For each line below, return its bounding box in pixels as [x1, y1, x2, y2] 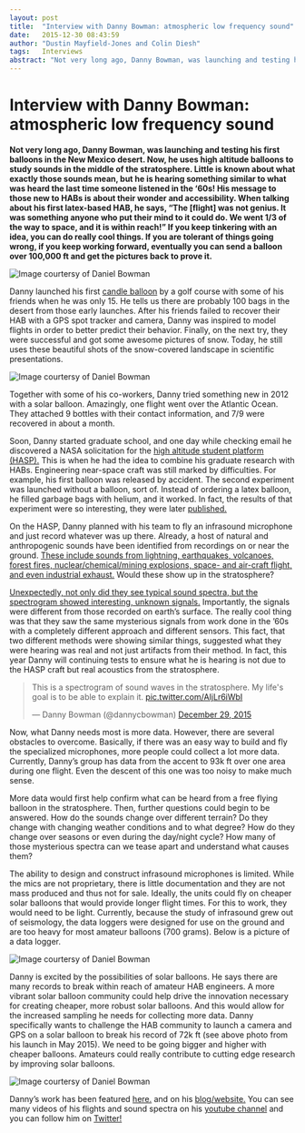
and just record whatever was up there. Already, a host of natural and [9, 530, 270, 541]
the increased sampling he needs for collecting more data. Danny [9, 1009, 254, 1020]
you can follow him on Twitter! [9, 1112, 123, 1124]
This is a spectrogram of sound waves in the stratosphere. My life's [31, 682, 284, 693]
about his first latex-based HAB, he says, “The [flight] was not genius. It [9, 202, 287, 213]
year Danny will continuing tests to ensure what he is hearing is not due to [9, 654, 286, 665]
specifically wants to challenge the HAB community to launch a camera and [9, 1019, 292, 1030]
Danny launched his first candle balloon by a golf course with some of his [9, 286, 284, 297]
